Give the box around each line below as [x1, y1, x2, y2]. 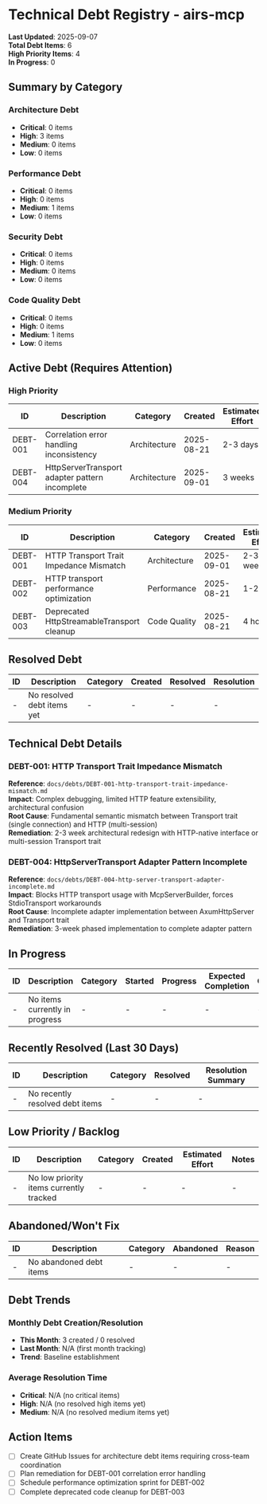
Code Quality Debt [8, 295, 81, 306]
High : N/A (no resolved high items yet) [19, 1399, 146, 1408]
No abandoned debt [28, 1256, 103, 1267]
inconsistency [44, 449, 98, 460]
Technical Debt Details [8, 736, 122, 750]
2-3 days [222, 439, 259, 450]
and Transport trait [8, 915, 70, 925]
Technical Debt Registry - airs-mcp [8, 6, 245, 24]
